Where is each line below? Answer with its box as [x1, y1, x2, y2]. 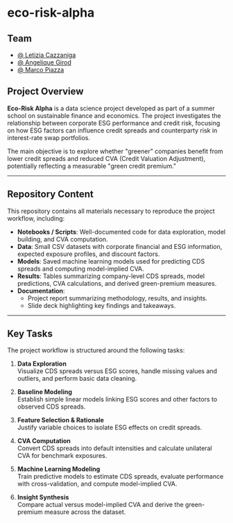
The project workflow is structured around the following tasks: [7, 346, 185, 354]
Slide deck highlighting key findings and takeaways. [27, 301, 176, 309]
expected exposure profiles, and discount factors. [17, 250, 160, 258]
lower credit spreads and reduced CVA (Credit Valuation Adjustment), [7, 154, 206, 162]
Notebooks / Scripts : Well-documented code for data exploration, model [17, 228, 226, 236]
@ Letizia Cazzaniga [17, 51, 76, 59]
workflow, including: [7, 214, 65, 223]
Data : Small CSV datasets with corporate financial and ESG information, [17, 242, 223, 250]
